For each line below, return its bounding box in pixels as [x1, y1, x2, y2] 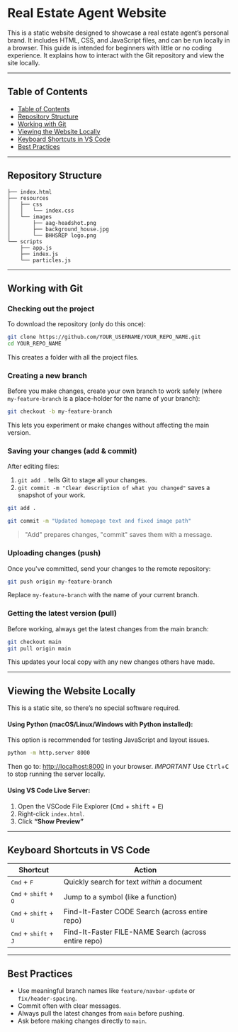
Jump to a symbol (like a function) [63, 892, 177, 901]
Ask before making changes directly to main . [17, 1016, 147, 1026]
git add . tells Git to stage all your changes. [17, 476, 147, 484]
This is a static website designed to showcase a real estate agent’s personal [7, 28, 229, 37]
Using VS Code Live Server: [7, 786, 91, 794]
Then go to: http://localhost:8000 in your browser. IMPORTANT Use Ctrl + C [7, 762, 229, 771]
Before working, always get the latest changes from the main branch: [7, 624, 209, 633]
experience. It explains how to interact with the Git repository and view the [7, 51, 225, 60]
